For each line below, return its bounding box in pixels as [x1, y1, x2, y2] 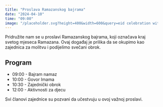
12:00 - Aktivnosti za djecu [12, 87, 66, 93]
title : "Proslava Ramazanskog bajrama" [5, 7, 86, 12]
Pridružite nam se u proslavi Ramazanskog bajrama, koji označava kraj [5, 34, 146, 40]
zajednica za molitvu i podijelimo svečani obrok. [5, 44, 101, 50]
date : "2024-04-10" [5, 12, 45, 17]
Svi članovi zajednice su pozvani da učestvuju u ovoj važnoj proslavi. [5, 96, 143, 102]
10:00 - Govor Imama [12, 76, 55, 83]
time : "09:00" [5, 16, 34, 21]
